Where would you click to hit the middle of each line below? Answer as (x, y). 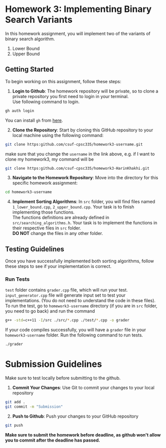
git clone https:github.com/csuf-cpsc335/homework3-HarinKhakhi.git (77, 168)
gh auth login (20, 111)
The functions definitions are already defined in (61, 218)
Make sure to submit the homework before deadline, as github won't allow (83, 435)
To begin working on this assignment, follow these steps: (63, 81)
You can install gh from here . (34, 120)
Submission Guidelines (54, 364)
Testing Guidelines (35, 249)
